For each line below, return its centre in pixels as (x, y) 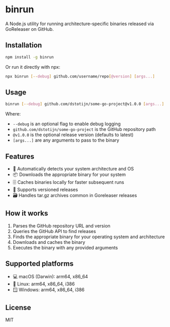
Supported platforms (39, 264)
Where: (13, 114)
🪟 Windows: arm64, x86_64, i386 (49, 290)
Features (20, 156)
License (18, 308)
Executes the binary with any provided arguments (65, 247)
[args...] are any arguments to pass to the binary (66, 140)
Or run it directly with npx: (33, 67)
